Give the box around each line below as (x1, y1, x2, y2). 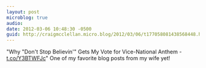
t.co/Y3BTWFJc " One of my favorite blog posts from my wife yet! (6, 55, 170, 62)
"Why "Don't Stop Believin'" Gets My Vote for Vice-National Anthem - (6, 48, 182, 55)
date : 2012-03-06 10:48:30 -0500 (6, 25, 92, 32)
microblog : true (6, 15, 48, 21)
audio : (6, 20, 23, 26)
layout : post (6, 8, 40, 15)
